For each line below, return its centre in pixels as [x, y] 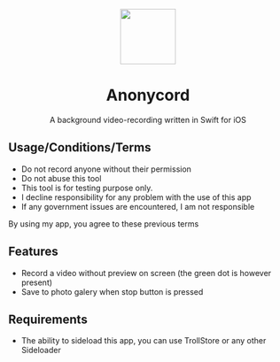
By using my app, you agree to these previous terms [104, 223]
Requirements [48, 319]
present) [37, 282]
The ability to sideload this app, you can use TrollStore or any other [144, 341]
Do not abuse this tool [61, 178]
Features [33, 252]
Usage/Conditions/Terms [80, 147]
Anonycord [148, 95]
